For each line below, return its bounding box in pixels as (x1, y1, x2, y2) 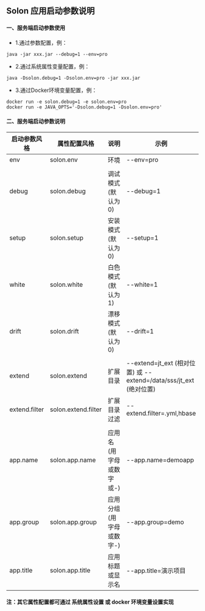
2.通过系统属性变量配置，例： (15, 63, 90, 70)
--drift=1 (126, 327, 154, 335)
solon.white (49, 280, 84, 289)
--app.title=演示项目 (126, 566, 186, 575)
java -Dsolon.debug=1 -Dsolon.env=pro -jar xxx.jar (6, 75, 140, 81)
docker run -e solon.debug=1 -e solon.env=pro (6, 99, 127, 105)
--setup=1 (126, 233, 159, 242)
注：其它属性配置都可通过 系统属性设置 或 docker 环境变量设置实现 (6, 598, 174, 605)
